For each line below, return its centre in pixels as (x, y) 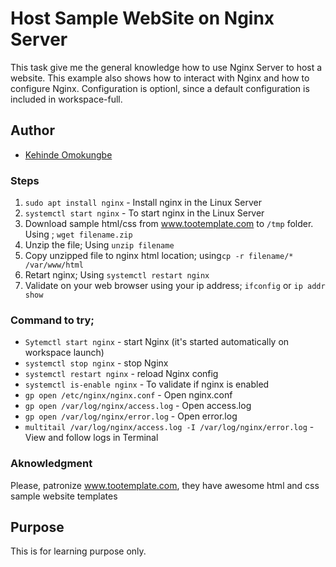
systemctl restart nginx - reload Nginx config (121, 374)
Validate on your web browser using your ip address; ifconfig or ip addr (175, 286)
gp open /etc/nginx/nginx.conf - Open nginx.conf (128, 395)
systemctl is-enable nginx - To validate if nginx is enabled (147, 384)
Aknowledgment (51, 464)
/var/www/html (54, 265)
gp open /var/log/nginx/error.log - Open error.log (131, 416)
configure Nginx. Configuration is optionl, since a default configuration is (160, 88)
